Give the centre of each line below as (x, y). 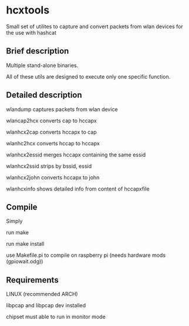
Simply (14, 221)
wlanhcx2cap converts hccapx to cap (51, 132)
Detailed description (44, 95)
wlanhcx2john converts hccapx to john (53, 177)
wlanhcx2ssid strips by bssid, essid (49, 166)
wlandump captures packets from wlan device (62, 109)
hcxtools (28, 10)
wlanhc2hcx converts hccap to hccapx (53, 143)
